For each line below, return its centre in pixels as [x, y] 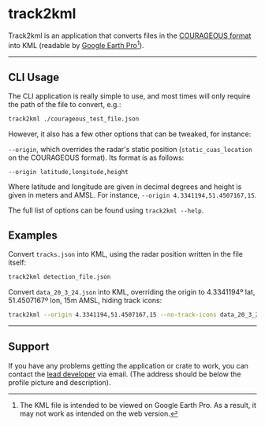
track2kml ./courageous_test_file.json [74, 119]
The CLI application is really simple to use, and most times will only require [129, 96]
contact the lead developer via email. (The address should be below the [125, 374]
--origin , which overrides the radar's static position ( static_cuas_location [130, 150]
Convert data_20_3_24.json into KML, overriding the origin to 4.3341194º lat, [132, 291]
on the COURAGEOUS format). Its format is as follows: [96, 157]
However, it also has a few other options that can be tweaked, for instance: [130, 134]
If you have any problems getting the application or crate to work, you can [128, 365]
